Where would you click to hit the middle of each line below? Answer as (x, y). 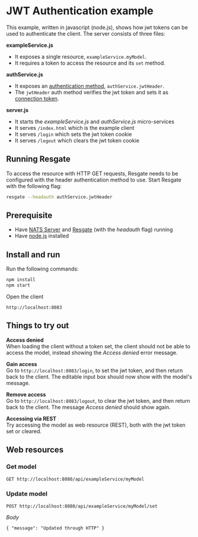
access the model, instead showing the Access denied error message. (92, 352)
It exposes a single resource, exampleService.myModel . (81, 56)
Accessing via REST (31, 418)
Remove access (26, 394)
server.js (17, 110)
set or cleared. (24, 431)
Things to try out (38, 325)
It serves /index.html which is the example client (74, 128)
